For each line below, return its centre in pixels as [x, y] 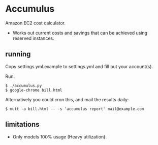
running [18, 54]
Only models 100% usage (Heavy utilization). [59, 137]
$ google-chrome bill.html [34, 90]
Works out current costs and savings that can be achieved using [80, 33]
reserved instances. [33, 38]
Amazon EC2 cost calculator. [36, 23]
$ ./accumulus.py [24, 85]
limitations [22, 124]
